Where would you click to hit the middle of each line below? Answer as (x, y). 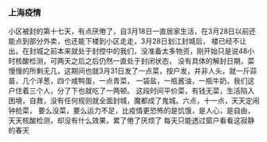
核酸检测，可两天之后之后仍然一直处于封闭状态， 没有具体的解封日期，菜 (135, 61)
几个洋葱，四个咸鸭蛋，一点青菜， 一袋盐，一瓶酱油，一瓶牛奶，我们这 (138, 81)
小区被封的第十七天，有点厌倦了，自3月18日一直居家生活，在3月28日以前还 (132, 31)
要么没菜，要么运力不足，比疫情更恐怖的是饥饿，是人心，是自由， (146, 111)
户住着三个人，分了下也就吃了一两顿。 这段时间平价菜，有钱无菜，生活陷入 (132, 91)
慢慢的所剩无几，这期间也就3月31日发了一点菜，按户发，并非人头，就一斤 (129, 71)
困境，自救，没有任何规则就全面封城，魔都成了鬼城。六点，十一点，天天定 (130, 101)
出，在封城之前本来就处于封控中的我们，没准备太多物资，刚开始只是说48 (128, 51)
